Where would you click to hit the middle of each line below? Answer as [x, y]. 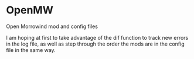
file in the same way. [31, 50]
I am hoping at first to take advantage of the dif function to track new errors [97, 37]
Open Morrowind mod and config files [52, 26]
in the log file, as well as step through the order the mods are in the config [95, 44]
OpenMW [30, 10]
